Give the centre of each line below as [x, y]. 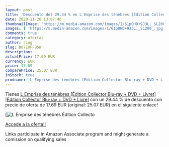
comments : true [21, 33]
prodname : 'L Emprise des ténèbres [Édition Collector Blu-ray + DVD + [82, 80]
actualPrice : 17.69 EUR [30, 56]
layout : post [19, 10]
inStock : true [20, 75]
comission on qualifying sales [36, 139]
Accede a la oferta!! [26, 124]
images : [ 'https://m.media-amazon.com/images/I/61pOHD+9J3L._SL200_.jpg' [85, 29]
